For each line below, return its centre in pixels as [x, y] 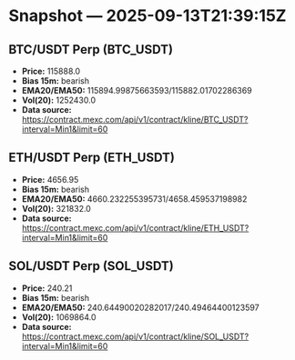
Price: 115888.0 [51, 71]
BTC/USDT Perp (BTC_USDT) [91, 50]
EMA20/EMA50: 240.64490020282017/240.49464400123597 [141, 307]
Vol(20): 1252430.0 [59, 100]
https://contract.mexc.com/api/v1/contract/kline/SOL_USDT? [135, 336]
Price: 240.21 [47, 288]
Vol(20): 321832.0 [56, 208]
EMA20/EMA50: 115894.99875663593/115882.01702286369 [137, 90]
